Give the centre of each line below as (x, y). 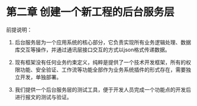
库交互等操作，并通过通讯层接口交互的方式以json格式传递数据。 (92, 49)
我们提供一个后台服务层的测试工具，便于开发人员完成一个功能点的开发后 (103, 89)
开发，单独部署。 (41, 77)
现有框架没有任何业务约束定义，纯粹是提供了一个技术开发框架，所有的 (100, 62)
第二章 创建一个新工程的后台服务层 (90, 12)
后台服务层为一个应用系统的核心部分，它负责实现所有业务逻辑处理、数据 (103, 42)
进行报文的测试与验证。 (43, 97)
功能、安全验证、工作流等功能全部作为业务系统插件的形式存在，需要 (103, 69)
